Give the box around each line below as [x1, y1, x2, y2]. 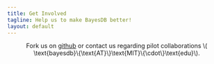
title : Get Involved [7, 10, 67, 17]
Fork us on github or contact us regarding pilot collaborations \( [26, 42, 208, 50]
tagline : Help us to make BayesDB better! [7, 17, 132, 23]
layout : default [7, 23, 54, 30]
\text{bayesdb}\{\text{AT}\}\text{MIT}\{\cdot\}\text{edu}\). [33, 49, 200, 57]
